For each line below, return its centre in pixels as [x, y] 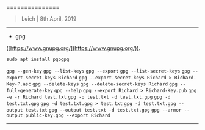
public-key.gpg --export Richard [68, 115]
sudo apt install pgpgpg [38, 59]
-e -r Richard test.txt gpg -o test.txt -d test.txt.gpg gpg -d [88, 97]
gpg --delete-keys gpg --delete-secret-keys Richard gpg [105, 84]
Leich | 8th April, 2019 [49, 19]
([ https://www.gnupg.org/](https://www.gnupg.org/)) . [74, 48]
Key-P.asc [19, 84]
